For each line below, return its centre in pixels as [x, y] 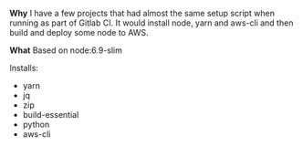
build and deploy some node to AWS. [79, 32]
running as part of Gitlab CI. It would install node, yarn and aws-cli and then [151, 23]
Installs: [24, 68]
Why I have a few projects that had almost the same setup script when [142, 13]
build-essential [51, 115]
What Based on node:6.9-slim [66, 50]
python [36, 124]
